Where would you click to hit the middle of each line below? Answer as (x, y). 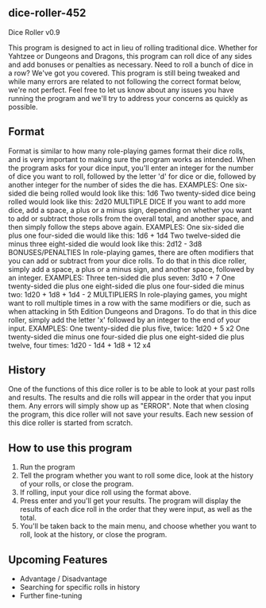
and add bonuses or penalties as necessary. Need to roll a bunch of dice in (131, 64)
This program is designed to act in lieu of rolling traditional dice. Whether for (133, 48)
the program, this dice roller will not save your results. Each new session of (131, 414)
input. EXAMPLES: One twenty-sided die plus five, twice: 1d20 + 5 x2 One (129, 328)
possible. (23, 106)
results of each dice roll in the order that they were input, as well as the (136, 509)
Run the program (47, 467)
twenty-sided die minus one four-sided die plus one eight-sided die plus (126, 336)
